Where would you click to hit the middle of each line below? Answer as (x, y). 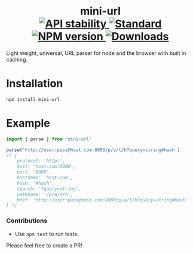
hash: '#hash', (36, 183)
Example (28, 123)
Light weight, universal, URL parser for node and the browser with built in (96, 53)
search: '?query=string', (49, 189)
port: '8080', (34, 172)
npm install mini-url (33, 99)
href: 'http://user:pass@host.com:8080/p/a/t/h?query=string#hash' (102, 200)
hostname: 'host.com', (45, 178)
